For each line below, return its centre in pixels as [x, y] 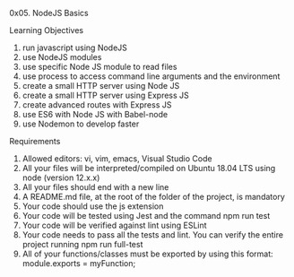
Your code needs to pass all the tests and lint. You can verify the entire [153, 235]
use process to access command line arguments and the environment [151, 76]
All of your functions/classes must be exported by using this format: [147, 254]
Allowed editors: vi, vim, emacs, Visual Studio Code [117, 159]
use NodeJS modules [62, 57]
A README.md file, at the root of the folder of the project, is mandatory [153, 197]
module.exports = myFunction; [79, 263]
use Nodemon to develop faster [81, 124]
